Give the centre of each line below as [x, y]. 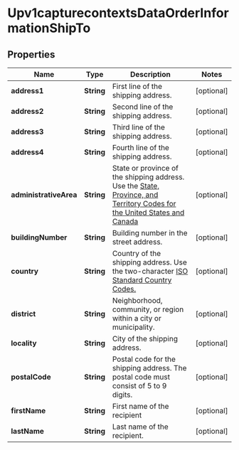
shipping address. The [149, 368]
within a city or [137, 318]
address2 [27, 111]
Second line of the [143, 107]
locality [24, 343]
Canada [125, 221]
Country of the [137, 253]
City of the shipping [145, 339]
